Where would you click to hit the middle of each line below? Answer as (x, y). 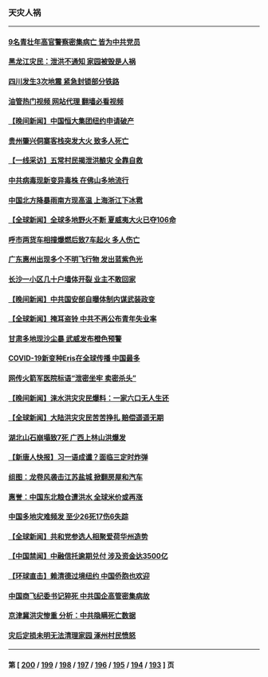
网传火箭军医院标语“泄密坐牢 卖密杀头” (73, 378)
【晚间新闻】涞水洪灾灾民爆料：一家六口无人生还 (89, 398)
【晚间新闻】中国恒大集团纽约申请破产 (71, 121)
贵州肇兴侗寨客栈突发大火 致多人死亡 (69, 141)
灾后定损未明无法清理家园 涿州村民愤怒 (72, 635)
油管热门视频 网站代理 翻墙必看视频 (66, 101)
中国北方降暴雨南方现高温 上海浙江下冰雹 (76, 200)
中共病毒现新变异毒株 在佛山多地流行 (69, 181)
